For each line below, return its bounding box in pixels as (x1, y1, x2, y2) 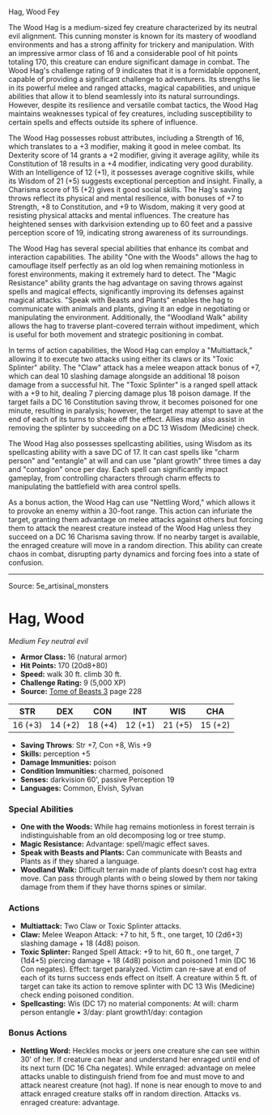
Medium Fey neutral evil (8, 636, 89, 645)
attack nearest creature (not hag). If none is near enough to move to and (19, 1080, 261, 1090)
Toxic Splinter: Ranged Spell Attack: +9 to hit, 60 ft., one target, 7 (19, 946, 240, 956)
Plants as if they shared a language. (19, 856, 140, 866)
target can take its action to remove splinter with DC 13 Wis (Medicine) (19, 981, 255, 991)
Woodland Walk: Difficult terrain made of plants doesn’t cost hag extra (19, 865, 257, 875)
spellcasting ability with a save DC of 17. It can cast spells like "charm (8, 448, 240, 457)
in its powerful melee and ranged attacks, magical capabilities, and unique (8, 83, 257, 92)
